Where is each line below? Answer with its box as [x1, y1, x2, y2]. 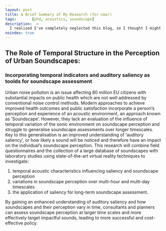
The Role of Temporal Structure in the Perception [5, 49, 160, 57]
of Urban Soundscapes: [5, 57, 81, 65]
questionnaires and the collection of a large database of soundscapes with [5, 148, 158, 154]
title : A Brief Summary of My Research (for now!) [5, 12, 112, 17]
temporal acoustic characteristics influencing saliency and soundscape [12, 168, 159, 174]
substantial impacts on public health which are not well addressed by [5, 94, 147, 100]
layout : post [5, 7, 32, 12]
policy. [24, 220, 38, 226]
